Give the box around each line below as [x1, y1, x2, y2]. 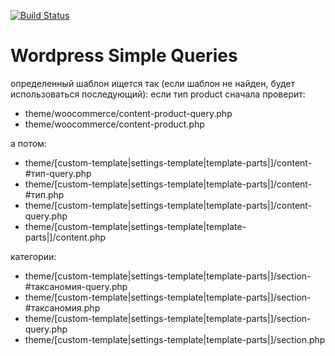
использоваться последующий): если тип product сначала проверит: [10, 88, 306, 100]
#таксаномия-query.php [24, 280, 128, 292]
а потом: [10, 137, 47, 149]
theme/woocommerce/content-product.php [24, 118, 205, 130]
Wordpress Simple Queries [10, 45, 238, 67]
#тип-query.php [24, 167, 92, 179]
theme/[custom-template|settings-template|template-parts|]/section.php [24, 333, 326, 345]
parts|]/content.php [24, 231, 107, 243]
